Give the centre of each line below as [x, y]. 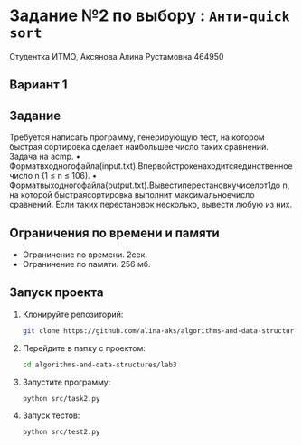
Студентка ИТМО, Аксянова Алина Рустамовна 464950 [117, 56]
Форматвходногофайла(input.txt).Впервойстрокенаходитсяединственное [151, 166]
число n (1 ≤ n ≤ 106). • [53, 176]
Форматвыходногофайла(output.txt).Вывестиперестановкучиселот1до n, [150, 185]
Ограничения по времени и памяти [114, 232]
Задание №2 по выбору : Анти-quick [150, 16]
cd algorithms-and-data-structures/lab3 [99, 365]
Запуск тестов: [51, 415]
